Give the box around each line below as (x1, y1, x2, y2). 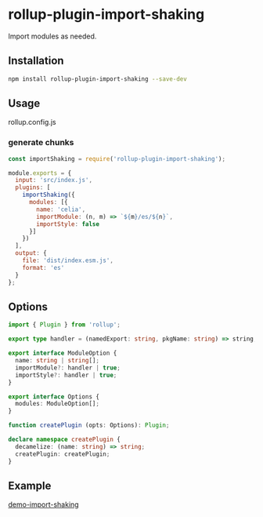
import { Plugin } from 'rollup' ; (8, 321, 121, 329)
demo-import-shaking (8, 500, 80, 509)
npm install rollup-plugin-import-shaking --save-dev (8, 75, 188, 83)
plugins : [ (15, 184, 51, 191)
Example (8, 479, 52, 492)
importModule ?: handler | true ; (15, 363, 121, 372)
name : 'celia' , (36, 206, 86, 213)
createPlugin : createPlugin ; (15, 450, 110, 458)
